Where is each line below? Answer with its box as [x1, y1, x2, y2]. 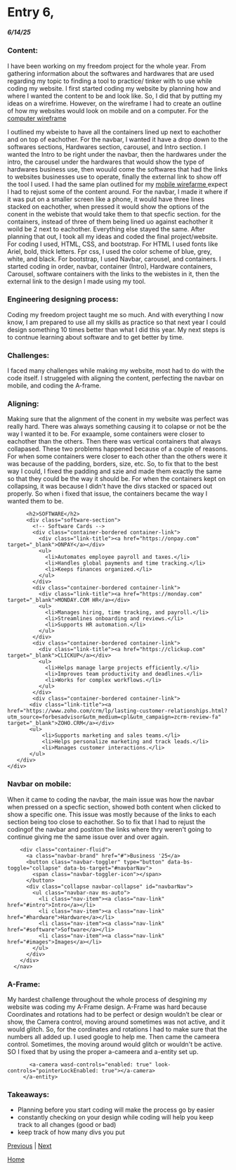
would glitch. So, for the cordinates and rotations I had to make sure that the [7, 1025, 228, 1034]
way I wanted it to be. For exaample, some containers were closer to [7, 430, 205, 438]
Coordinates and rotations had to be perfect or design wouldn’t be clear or [7, 1010, 223, 1019]
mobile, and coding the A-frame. [7, 381, 102, 390]
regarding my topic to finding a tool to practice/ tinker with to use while [7, 77, 213, 85]
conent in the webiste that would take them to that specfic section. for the [7, 210, 221, 218]
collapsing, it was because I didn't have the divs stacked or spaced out [7, 482, 213, 491]
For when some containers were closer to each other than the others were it [7, 452, 228, 461]
